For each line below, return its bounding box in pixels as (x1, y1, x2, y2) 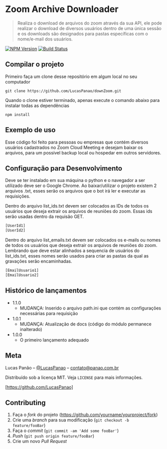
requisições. (5, 193, 31, 199)
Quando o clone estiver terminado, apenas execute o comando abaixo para (5, 97, 160, 103)
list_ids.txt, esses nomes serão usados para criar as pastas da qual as (5, 253, 149, 259)
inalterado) (19, 326, 42, 332)
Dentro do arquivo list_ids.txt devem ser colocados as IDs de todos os (5, 203, 149, 209)
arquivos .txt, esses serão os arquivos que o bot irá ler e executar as (5, 188, 146, 194)
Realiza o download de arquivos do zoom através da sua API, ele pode (17, 20, 162, 26)
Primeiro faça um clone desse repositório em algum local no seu (5, 73, 138, 79)
